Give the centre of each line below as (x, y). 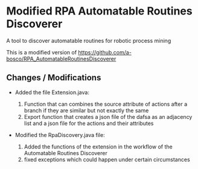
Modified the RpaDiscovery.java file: (60, 135)
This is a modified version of (42, 52)
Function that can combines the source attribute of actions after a (106, 104)
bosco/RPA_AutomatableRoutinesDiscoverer (61, 59)
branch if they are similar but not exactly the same (86, 110)
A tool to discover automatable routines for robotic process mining (89, 40)
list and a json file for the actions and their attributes (89, 123)
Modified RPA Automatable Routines (99, 11)
